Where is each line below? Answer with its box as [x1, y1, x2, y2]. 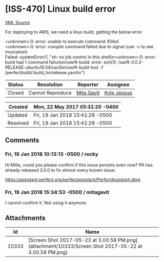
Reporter [77, 81, 99, 88]
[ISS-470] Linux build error [5, 3, 116, 15]
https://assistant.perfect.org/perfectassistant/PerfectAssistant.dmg [5, 177, 141, 182]
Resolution [37, 81, 63, 88]
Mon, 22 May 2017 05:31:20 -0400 [33, 103, 119, 110]
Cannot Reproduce [28, 89, 72, 96]
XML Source [5, 20, 30, 25]
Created [8, 103, 28, 110]
